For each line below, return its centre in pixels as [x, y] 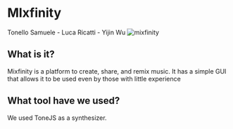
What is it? [31, 54]
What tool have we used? [64, 101]
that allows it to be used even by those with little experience [94, 79]
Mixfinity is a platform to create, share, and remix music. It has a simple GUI [117, 71]
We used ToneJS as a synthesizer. [57, 118]
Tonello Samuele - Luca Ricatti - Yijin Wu [67, 32]
